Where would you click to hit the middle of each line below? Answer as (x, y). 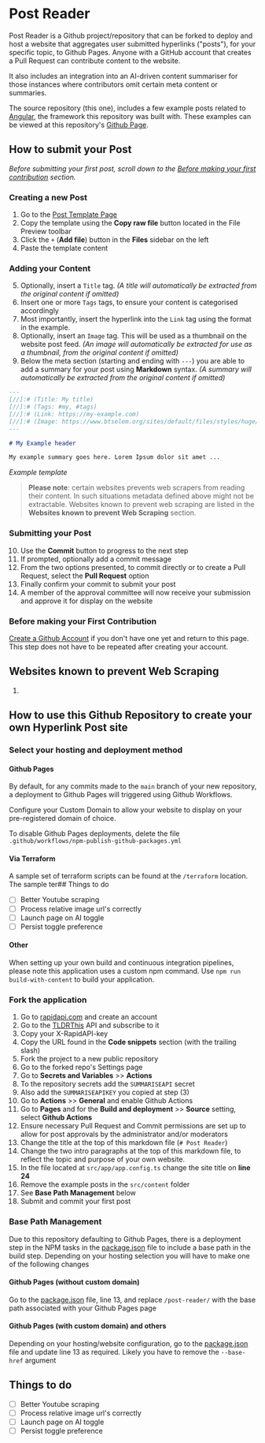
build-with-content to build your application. (82, 979)
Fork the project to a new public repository (89, 1059)
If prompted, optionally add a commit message (96, 559)
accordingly (40, 311)
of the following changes (49, 1264)
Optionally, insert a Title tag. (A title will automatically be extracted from (139, 285)
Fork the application (48, 1000)
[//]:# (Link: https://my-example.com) (74, 414)
